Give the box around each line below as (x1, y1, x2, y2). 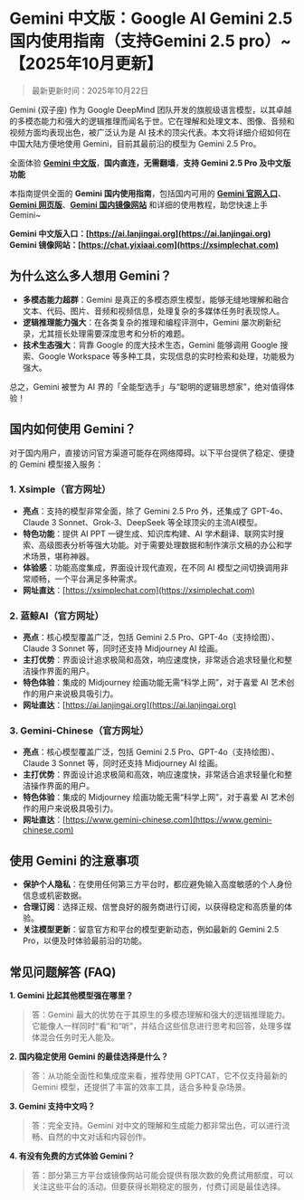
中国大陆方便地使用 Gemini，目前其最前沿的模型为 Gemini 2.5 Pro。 (9, 137, 261, 149)
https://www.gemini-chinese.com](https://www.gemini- (64, 815, 273, 826)
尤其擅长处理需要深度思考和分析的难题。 (38, 327, 190, 339)
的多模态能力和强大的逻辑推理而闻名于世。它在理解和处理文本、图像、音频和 (9, 115, 295, 127)
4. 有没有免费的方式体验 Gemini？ (9, 1150, 136, 1162)
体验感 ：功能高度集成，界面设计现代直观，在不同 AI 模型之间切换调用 (22, 562, 281, 572)
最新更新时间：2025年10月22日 (31, 85, 149, 96)
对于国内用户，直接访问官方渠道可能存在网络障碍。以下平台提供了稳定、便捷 (9, 447, 295, 458)
